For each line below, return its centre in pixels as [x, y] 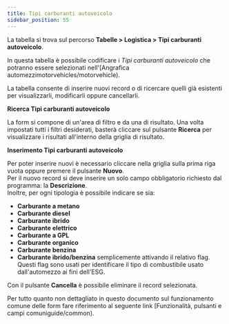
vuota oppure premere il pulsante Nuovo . [66, 171]
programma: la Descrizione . [47, 185]
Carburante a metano [48, 206]
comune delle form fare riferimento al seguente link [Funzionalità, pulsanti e [114, 305]
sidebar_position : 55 [38, 20]
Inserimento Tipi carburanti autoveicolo [65, 150]
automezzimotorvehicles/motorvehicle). [64, 75]
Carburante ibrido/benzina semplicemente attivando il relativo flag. [113, 257]
